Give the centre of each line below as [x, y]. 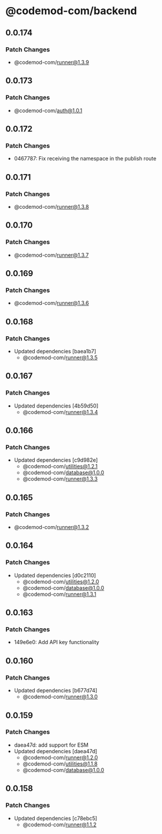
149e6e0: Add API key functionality [56, 642]
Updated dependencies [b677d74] [55, 691]
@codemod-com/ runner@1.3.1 [59, 594]
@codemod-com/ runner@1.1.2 [60, 825]
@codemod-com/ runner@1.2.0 [60, 757]
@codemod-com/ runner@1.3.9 [51, 62]
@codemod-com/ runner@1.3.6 [51, 303]
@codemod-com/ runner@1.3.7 [51, 255]
